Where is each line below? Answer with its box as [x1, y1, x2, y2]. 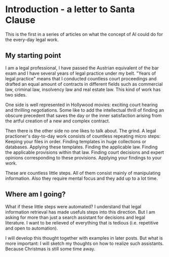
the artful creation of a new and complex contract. [5, 118, 110, 124]
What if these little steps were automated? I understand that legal [5, 203, 142, 209]
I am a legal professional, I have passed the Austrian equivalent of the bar [5, 65, 159, 71]
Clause [5, 14, 36, 26]
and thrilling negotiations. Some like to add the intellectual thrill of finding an [5, 107, 164, 113]
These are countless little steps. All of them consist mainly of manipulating [5, 170, 161, 176]
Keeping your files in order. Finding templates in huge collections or [5, 138, 147, 144]
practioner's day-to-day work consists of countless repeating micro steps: [5, 133, 161, 139]
